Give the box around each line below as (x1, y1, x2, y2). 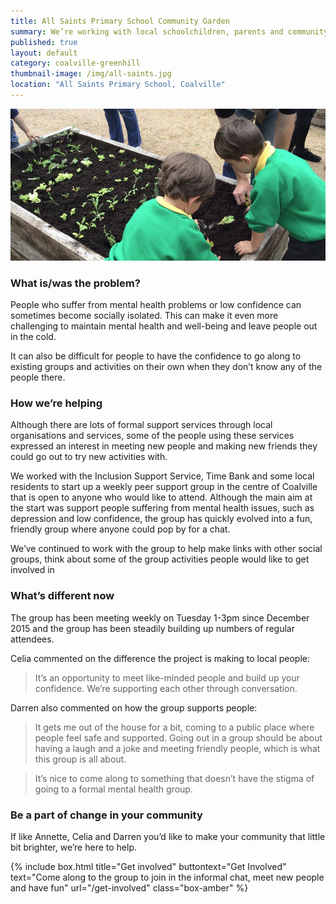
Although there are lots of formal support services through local (10, 419, 273, 431)
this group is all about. (34, 753, 127, 765)
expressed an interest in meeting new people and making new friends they (10, 440, 318, 452)
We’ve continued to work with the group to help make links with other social (10, 543, 323, 555)
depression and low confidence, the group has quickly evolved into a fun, (10, 513, 313, 525)
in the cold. (10, 330, 57, 342)
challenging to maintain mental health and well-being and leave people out (10, 320, 318, 332)
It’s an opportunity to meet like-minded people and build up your (34, 671, 301, 684)
